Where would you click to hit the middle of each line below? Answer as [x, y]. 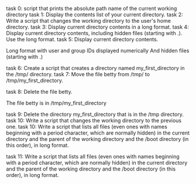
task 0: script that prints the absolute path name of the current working [92, 8]
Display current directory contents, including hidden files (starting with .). [94, 33]
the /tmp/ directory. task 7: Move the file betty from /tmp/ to [78, 74]
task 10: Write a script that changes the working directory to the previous [94, 121]
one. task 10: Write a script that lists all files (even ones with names [87, 127]
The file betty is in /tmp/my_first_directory [56, 103]
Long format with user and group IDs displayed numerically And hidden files [98, 51]
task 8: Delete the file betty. [39, 92]
